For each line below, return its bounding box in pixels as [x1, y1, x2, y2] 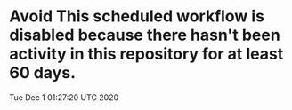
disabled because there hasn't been [9, 25, 280, 45]
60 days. [9, 63, 77, 83]
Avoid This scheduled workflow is [9, 6, 265, 27]
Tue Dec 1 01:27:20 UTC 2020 [9, 91, 119, 103]
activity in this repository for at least [9, 44, 284, 64]
